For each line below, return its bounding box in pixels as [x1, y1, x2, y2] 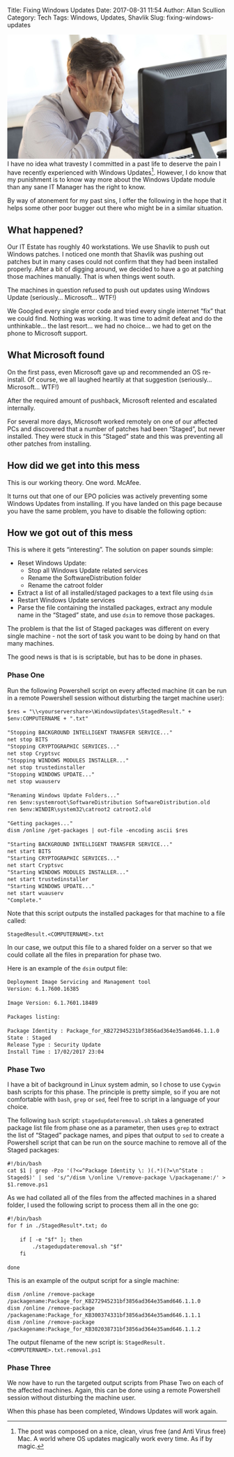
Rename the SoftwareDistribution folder [27, 574, 141, 582]
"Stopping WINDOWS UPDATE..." [7, 771, 95, 778]
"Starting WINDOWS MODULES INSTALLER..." [7, 869, 130, 876]
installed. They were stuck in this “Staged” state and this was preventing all [7, 432, 223, 440]
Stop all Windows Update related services [27, 566, 148, 575]
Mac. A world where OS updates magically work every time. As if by [17, 1435, 213, 1443]
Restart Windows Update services [17, 596, 116, 604]
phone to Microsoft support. [7, 328, 88, 338]
